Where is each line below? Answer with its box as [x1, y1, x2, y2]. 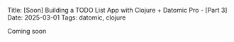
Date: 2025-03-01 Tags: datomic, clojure [7, 13, 126, 22]
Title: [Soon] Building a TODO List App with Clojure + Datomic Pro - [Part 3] [7, 6, 228, 14]
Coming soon [7, 27, 47, 35]
